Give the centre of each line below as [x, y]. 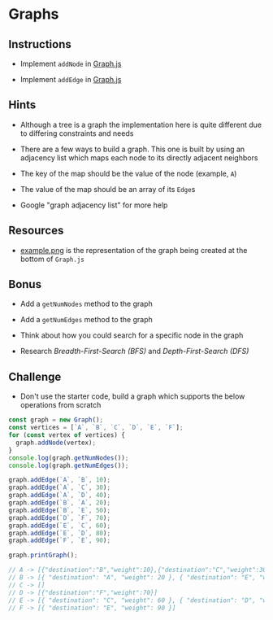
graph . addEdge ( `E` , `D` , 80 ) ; [60, 533]
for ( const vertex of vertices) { [67, 435]
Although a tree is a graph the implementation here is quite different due [141, 124]
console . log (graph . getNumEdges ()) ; [69, 465]
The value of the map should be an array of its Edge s [108, 189]
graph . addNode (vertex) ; [56, 443]
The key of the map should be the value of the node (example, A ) [128, 173]
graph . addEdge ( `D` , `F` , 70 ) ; [60, 517]
